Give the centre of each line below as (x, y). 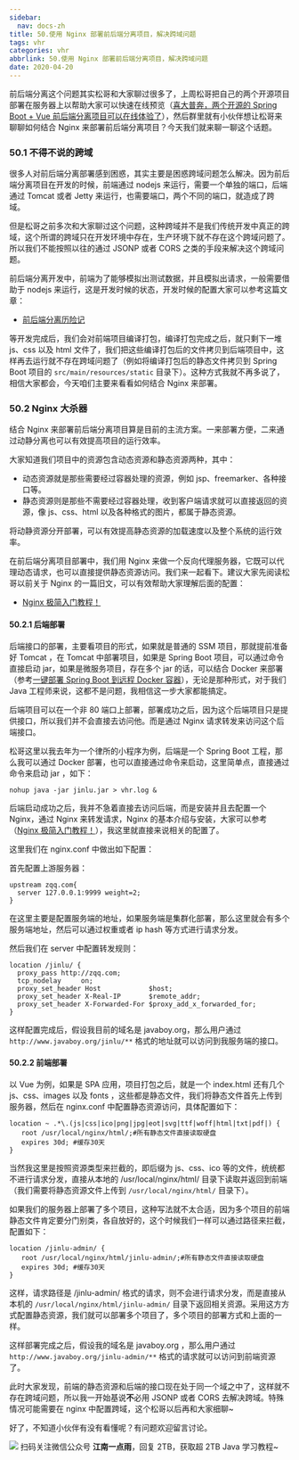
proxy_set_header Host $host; (95, 988)
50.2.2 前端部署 (39, 1063)
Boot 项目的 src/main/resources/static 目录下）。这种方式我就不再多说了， (147, 372)
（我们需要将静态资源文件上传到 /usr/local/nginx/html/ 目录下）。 (131, 1190)
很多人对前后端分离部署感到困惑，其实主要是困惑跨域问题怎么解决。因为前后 (149, 174)
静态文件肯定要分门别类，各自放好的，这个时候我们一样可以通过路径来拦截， (149, 1220)
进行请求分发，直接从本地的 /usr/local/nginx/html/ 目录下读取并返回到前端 (152, 1179)
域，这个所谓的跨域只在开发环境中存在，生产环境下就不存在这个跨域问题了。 (149, 237)
